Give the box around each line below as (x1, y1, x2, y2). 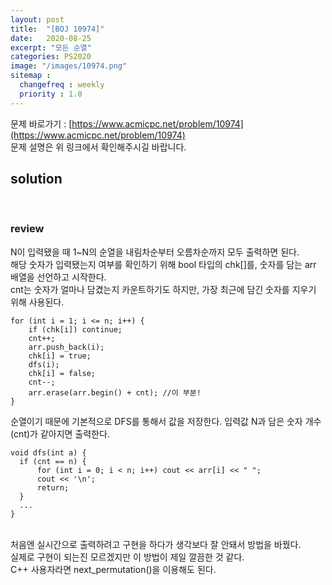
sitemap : (10, 71, 52, 81)
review (10, 222, 45, 236)
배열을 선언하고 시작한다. (10, 271, 107, 283)
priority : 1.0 (19, 89, 83, 99)
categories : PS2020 (10, 52, 92, 62)
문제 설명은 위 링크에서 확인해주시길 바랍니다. (10, 141, 187, 153)
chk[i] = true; (28, 351, 92, 361)
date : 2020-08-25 (10, 33, 92, 43)
